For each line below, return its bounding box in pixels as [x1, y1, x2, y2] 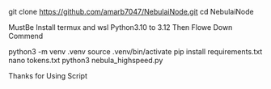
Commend [8, 32, 44, 40]
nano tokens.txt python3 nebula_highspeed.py [8, 56, 163, 65]
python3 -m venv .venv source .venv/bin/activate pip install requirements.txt [8, 47, 263, 56]
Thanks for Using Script [8, 71, 87, 80]
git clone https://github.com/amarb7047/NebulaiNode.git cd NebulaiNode [8, 7, 254, 16]
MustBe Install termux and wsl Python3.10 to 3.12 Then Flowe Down [8, 23, 233, 32]
